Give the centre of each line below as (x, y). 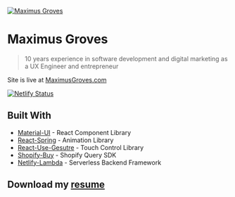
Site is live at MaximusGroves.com (57, 80)
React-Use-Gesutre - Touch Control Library (81, 147)
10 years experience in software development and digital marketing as (126, 58)
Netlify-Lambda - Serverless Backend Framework (89, 163)
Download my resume (56, 185)
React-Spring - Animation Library (65, 140)
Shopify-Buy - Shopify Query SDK (67, 155)
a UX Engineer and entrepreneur (71, 66)
